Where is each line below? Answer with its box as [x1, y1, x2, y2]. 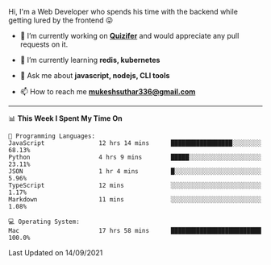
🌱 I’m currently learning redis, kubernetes [19, 56, 161, 64]
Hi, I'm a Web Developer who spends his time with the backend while [8, 7, 238, 16]
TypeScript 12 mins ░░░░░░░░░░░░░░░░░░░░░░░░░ [8, 181, 262, 189]
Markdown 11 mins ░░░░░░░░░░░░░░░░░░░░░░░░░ [8, 196, 262, 204]
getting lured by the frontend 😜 [8, 15, 114, 25]
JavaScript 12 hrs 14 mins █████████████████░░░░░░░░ [8, 139, 262, 147]
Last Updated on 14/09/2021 [8, 248, 103, 257]
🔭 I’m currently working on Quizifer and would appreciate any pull [19, 31, 240, 40]
